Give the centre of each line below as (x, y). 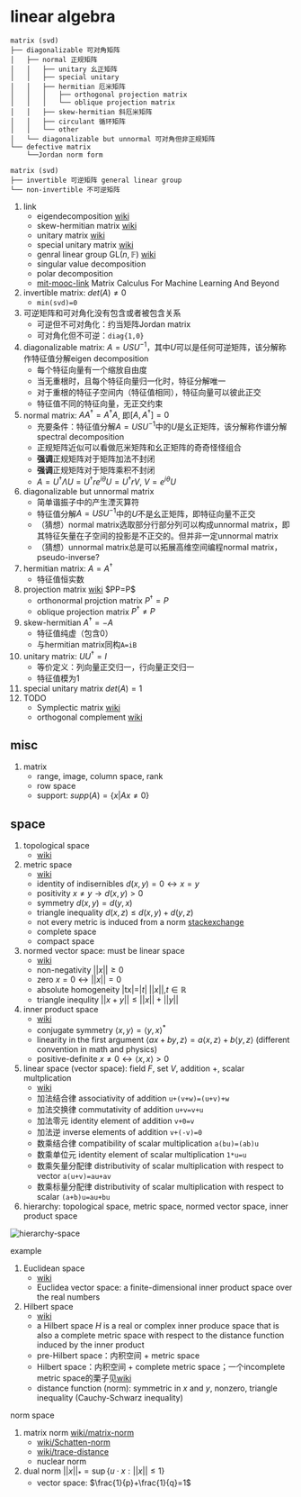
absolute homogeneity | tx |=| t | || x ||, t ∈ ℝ (111, 990)
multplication (47, 1077)
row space (56, 786)
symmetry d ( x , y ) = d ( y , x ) (84, 903)
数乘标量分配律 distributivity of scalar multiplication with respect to (160, 1186)
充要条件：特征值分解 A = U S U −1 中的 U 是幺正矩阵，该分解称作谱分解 (162, 426)
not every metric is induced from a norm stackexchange (140, 922)
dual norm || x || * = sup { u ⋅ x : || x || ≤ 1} (94, 1472)
